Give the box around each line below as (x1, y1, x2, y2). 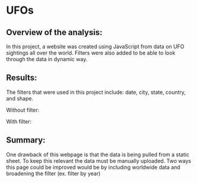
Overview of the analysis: (6, 27, 102, 37)
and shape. (6, 94, 34, 102)
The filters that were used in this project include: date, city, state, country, (6, 89, 186, 96)
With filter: (6, 118, 32, 125)
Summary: (6, 135, 46, 146)
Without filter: (6, 106, 40, 113)
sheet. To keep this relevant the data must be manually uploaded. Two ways (6, 157, 191, 164)
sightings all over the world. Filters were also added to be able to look (6, 49, 176, 56)
